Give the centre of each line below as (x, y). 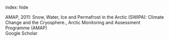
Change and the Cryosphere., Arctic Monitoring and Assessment (73, 23)
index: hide (17, 7)
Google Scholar (22, 33)
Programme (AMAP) (26, 28)
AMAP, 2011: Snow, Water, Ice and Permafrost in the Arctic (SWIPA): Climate (84, 17)
